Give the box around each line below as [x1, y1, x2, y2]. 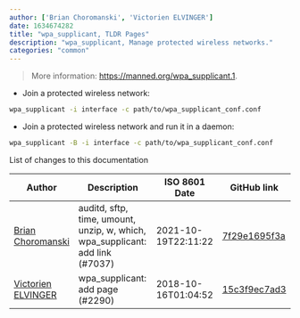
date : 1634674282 [9, 21, 74, 30]
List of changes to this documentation [9, 154, 149, 165]
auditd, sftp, [78, 201, 129, 214]
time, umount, [78, 213, 137, 225]
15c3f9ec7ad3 [221, 282, 287, 295]
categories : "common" [9, 46, 90, 55]
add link [78, 246, 112, 258]
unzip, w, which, [78, 224, 146, 236]
